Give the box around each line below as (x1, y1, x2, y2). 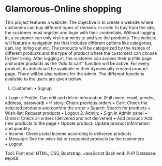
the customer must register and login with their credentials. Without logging (5, 30, 156, 35)
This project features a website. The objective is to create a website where (5, 19, 154, 25)
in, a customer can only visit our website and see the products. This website (5, 35, 157, 41)
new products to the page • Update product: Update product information (5, 120, 150, 126)
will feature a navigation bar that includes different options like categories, (5, 40, 153, 45)
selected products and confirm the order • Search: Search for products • (5, 105, 151, 111)
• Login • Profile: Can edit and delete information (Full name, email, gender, (5, 94, 155, 100)
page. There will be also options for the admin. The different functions (5, 71, 145, 76)
